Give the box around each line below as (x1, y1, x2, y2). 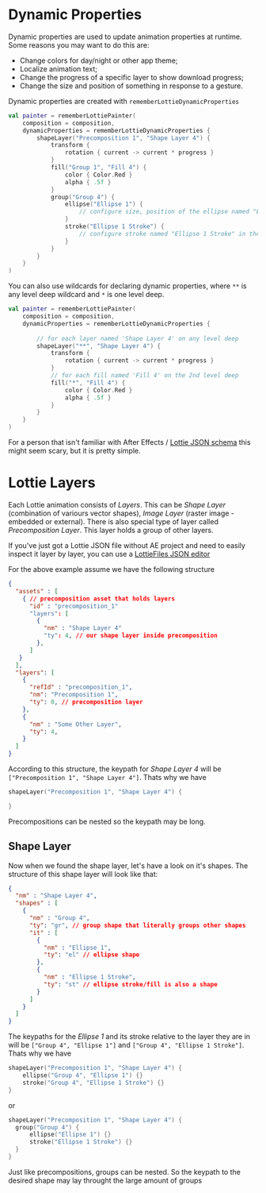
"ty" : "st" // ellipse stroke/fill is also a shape (43, 980, 218, 988)
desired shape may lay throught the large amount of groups (8, 1176, 203, 1185)
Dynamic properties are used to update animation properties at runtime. (8, 32, 242, 41)
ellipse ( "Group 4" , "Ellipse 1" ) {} (22, 1071, 144, 1079)
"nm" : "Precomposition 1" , (28, 691, 119, 699)
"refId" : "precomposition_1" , (28, 683, 133, 692)
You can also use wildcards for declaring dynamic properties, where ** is (8, 281, 247, 291)
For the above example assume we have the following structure (8, 565, 215, 573)
